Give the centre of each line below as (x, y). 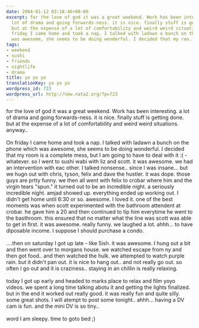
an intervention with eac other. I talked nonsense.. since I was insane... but (97, 168)
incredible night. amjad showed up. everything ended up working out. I (92, 192)
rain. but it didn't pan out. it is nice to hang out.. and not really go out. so (94, 262)
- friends (18, 61)
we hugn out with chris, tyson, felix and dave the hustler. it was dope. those (98, 174)
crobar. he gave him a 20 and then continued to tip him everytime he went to (99, 211)
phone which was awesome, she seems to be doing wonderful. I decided (95, 149)
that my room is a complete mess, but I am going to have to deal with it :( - (97, 155)
